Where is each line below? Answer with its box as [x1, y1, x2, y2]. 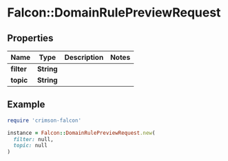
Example [7, 98, 45, 111]
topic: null [13, 142, 48, 149]
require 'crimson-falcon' [7, 117, 81, 124]
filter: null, [13, 136, 54, 142]
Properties [7, 32, 54, 44]
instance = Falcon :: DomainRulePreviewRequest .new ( [7, 129, 156, 136]
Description [64, 53, 104, 62]
